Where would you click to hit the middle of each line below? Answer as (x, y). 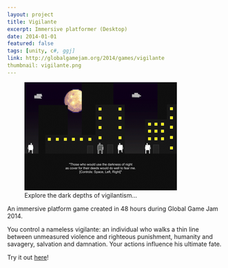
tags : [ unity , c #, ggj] (41, 51)
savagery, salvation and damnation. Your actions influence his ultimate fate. (114, 244)
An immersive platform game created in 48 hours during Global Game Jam (113, 208)
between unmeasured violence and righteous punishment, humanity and (110, 236)
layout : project (30, 14)
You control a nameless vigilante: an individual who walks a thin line (103, 229)
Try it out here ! (28, 257)
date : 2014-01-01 (32, 37)
